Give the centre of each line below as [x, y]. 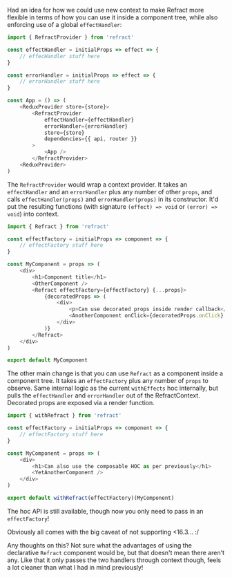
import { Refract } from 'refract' [58, 226]
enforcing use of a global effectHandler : [65, 25]
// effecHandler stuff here [60, 56]
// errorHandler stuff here [60, 82]
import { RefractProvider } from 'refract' [71, 37]
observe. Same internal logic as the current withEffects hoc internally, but [113, 388]
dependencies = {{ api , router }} [90, 139]
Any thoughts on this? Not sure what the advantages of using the [99, 545]
